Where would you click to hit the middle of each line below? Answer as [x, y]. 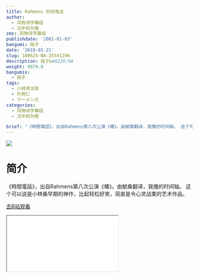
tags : [13, 83]
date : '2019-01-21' [30, 50]
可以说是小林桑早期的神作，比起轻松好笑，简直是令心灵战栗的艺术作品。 [99, 194]
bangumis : [18, 72]
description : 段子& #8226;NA [40, 61]
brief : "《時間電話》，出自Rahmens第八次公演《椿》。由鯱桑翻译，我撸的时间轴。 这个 [98, 127]
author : [16, 17]
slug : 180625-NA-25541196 [38, 56]
